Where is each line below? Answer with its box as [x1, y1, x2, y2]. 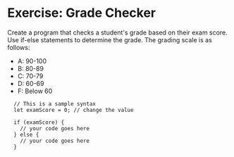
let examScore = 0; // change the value [13, 106, 134, 113]
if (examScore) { [13, 118, 65, 126]
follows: [7, 43, 30, 51]
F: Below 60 [17, 87, 53, 95]
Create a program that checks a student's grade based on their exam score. [7, 28, 228, 37]
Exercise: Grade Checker [7, 5, 156, 21]
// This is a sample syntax [13, 100, 97, 107]
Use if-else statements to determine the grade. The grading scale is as [7, 35, 213, 44]
